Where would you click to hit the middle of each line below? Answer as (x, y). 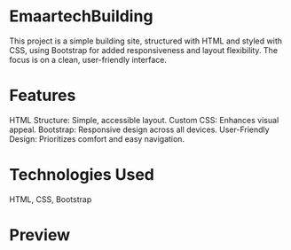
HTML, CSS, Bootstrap (51, 199)
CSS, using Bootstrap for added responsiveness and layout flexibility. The (143, 50)
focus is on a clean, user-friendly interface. (88, 59)
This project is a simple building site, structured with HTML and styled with (145, 41)
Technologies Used (82, 175)
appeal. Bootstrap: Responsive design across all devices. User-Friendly (139, 129)
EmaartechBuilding (81, 16)
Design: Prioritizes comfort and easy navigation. (97, 138)
